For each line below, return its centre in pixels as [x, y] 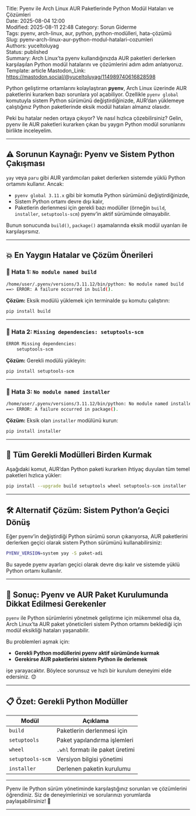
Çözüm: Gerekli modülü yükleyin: [46, 361]
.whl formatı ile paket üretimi [96, 749]
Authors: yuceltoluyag [33, 46]
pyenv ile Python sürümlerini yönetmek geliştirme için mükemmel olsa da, [93, 618]
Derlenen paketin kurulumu [94, 769]
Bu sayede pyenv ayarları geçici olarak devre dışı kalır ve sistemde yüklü [93, 564]
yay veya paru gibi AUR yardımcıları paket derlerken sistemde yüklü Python [96, 177]
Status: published [27, 52]
